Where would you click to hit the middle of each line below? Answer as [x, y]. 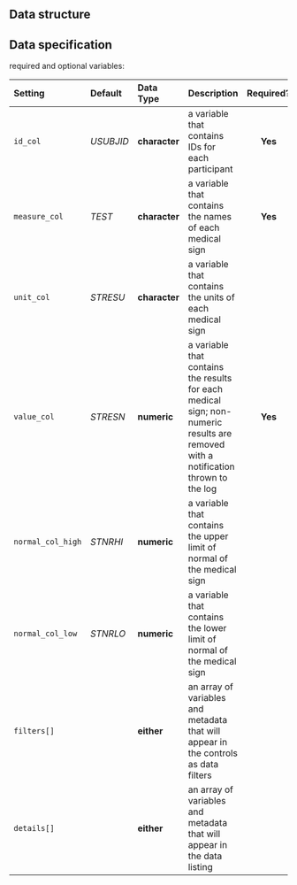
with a [201, 456]
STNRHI [107, 542]
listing [201, 867]
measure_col [39, 217]
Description [213, 94]
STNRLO [108, 634]
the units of [212, 297]
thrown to [208, 478]
